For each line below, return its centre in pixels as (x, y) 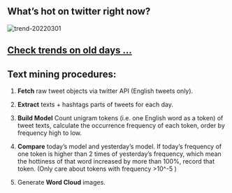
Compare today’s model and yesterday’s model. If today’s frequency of (119, 147)
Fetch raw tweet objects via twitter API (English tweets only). (105, 91)
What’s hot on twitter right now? (79, 12)
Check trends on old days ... (70, 51)
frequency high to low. (50, 133)
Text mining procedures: (62, 74)
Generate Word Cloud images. (61, 183)
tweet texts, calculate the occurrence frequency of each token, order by (121, 126)
